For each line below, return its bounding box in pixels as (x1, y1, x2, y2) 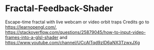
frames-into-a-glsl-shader (5, 34, 59, 40)
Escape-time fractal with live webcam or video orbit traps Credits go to (5, 19, 150, 25)
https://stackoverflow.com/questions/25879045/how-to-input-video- (5, 29, 146, 35)
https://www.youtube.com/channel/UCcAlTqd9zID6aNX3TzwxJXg (5, 39, 140, 45)
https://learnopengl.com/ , (5, 24, 57, 30)
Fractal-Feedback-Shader (5, 3, 114, 14)
